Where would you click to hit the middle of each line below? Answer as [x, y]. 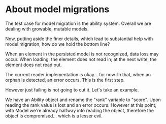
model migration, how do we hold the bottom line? [58, 44]
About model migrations [57, 9]
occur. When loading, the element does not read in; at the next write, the [81, 59]
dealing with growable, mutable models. [47, 28]
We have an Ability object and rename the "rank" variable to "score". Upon [83, 100]
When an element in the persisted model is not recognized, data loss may [82, 54]
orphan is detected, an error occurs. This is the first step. [65, 80]
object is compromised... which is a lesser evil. [54, 116]
